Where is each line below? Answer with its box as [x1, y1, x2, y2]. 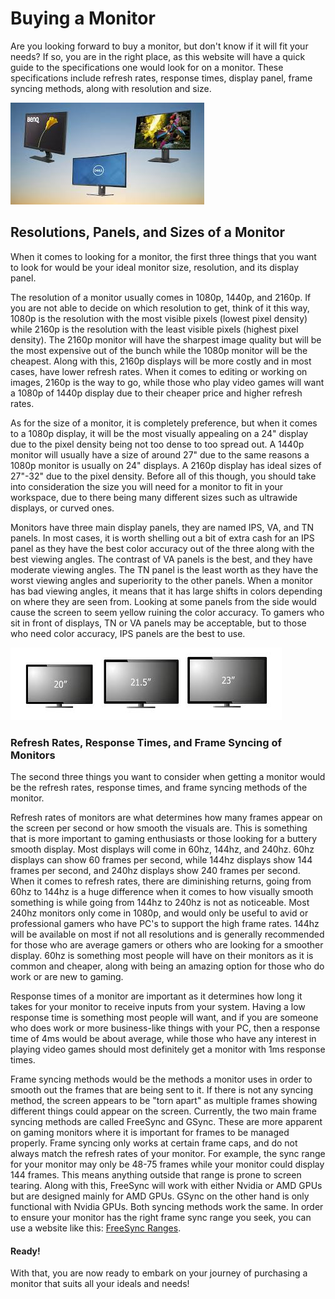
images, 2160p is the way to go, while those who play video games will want [10, 376, 325, 388]
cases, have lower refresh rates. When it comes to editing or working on [10, 365, 308, 377]
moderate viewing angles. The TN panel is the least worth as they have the [10, 563, 319, 576]
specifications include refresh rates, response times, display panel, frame [10, 72, 313, 84]
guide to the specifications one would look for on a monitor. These [10, 61, 284, 73]
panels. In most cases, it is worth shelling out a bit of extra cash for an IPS [10, 532, 315, 544]
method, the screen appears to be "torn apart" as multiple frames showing [10, 1095, 318, 1107]
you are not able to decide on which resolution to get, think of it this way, [10, 302, 310, 314]
